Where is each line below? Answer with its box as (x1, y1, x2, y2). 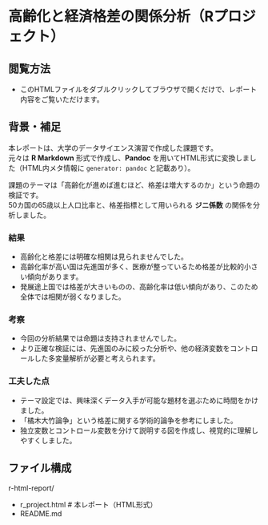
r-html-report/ (8, 483, 54, 493)
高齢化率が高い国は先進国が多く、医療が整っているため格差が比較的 (19, 262, 245, 272)
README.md (19, 508, 62, 518)
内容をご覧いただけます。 (19, 95, 104, 104)
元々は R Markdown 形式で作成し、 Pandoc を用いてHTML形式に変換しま (8, 153, 250, 163)
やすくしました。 (19, 435, 77, 445)
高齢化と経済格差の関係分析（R (8, 7, 214, 26)
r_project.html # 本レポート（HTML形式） (19, 499, 158, 509)
